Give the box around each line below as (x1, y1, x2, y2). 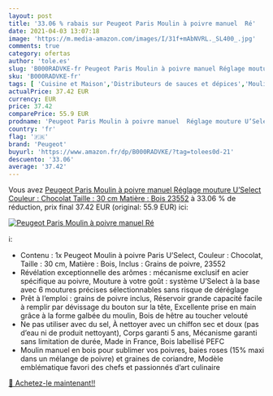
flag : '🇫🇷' (8, 132, 49, 140)
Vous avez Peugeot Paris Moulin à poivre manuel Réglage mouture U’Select (8, 185, 262, 195)
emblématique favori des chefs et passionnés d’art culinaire (19, 363, 221, 372)
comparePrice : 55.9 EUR (8, 110, 89, 118)
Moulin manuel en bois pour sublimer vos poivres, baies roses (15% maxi (19, 346, 265, 355)
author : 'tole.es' (8, 58, 71, 66)
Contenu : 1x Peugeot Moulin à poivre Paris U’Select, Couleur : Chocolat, (19, 251, 263, 260)
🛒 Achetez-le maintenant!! (8, 378, 96, 388)
